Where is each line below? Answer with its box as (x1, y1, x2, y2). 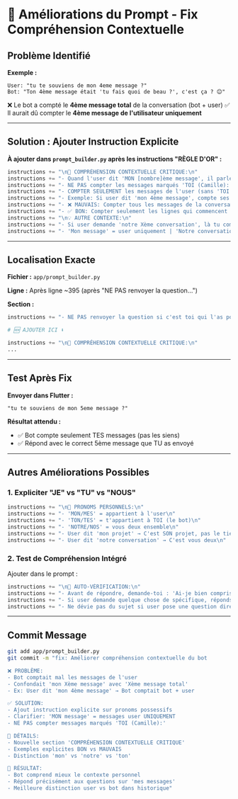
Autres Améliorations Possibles (7, 467, 150, 479)
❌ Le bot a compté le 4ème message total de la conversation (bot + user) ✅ (7, 101, 230, 109)
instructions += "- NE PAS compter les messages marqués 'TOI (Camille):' (7, 181, 233, 188)
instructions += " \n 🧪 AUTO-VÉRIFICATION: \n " (7, 583, 141, 590)
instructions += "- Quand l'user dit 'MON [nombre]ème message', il (7, 175, 214, 182)
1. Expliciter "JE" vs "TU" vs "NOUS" (7, 488, 136, 497)
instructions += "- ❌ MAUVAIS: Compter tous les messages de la (7, 201, 202, 208)
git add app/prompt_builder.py (7, 648, 100, 655)
